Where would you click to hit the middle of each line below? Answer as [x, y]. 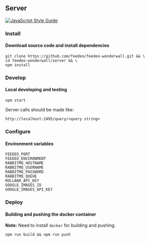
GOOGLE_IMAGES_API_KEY [29, 190]
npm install [18, 65]
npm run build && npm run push [38, 235]
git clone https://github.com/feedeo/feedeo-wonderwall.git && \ [75, 56]
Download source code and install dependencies [57, 45]
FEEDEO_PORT [18, 154]
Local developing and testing [36, 90]
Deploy [14, 202]
